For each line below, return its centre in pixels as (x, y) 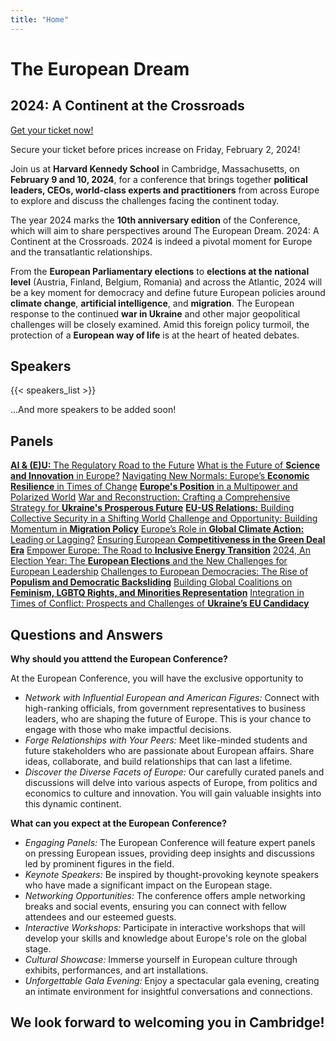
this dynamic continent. (73, 804)
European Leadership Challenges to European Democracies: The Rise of (159, 572)
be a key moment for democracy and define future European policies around (168, 292)
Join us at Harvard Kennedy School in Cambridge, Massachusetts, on (155, 168)
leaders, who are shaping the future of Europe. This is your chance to (168, 719)
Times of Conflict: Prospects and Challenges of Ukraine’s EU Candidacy (160, 603)
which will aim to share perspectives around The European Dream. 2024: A (165, 230)
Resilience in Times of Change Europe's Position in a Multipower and (154, 487)
